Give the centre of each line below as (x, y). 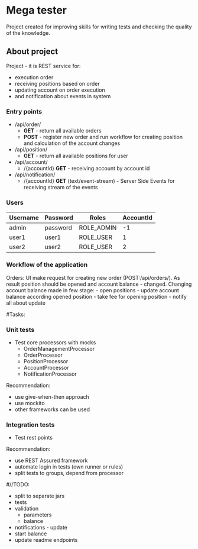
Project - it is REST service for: (43, 66)
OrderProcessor (43, 355)
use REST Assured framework (51, 461)
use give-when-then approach (52, 396)
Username (24, 218)
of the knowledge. (28, 33)
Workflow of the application (47, 265)
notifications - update (41, 528)
